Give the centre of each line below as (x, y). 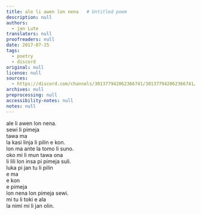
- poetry (22, 56)
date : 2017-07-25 (28, 45)
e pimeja (17, 186)
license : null (24, 73)
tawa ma (17, 136)
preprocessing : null (32, 95)
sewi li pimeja (23, 130)
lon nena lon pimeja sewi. (37, 193)
